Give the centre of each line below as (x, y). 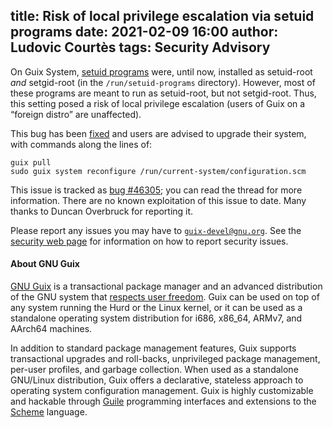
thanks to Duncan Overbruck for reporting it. (102, 211)
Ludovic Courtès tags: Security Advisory (140, 47)
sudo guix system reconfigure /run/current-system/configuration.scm (158, 171)
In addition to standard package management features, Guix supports (153, 348)
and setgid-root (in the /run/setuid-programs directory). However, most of (163, 82)
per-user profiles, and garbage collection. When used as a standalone (154, 370)
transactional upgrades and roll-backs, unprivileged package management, (165, 359)
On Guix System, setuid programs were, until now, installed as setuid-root (161, 71)
